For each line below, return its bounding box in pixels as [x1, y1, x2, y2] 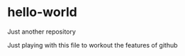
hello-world [7, 4, 78, 20]
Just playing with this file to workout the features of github [7, 41, 179, 49]
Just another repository [7, 27, 77, 36]
